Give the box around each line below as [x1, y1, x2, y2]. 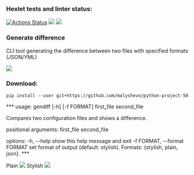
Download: [6, 79, 38, 87]
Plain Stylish [6, 162, 43, 169]
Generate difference [6, 34, 65, 42]
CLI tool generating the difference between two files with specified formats [6, 47, 189, 54]
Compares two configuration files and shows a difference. [6, 114, 147, 121]
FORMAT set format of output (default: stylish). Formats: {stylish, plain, [6, 144, 178, 151]
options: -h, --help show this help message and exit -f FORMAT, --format [6, 137, 184, 144]
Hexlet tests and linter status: [6, 5, 93, 13]
